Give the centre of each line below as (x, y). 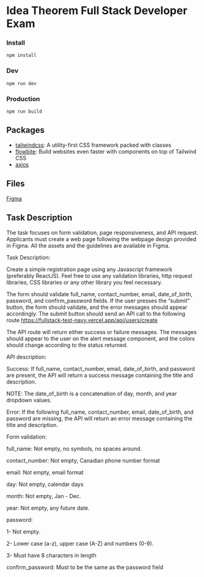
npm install (21, 56)
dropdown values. (29, 400)
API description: (27, 357)
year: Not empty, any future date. (48, 508)
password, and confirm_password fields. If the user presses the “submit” (98, 300)
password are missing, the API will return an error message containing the (99, 418)
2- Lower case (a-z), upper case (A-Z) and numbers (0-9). (80, 543)
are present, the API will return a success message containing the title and (100, 375)
